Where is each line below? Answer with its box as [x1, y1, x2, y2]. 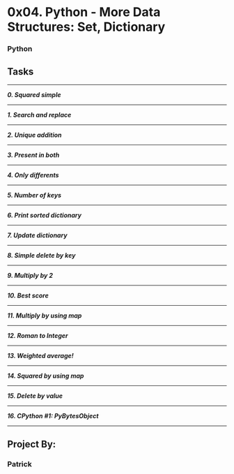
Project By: [7, 438, 56, 450]
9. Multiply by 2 [7, 271, 54, 279]
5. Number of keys [7, 191, 61, 199]
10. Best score [7, 291, 49, 299]
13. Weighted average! [7, 351, 75, 360]
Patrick [7, 459, 33, 469]
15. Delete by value [7, 392, 63, 400]
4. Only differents [7, 170, 59, 179]
